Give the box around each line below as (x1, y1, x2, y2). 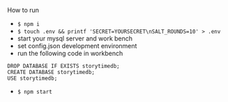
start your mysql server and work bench (17, 34, 133, 43)
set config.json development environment (17, 42, 137, 50)
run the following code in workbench (17, 49, 123, 57)
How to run (7, 6, 40, 14)
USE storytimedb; (7, 75, 58, 82)
